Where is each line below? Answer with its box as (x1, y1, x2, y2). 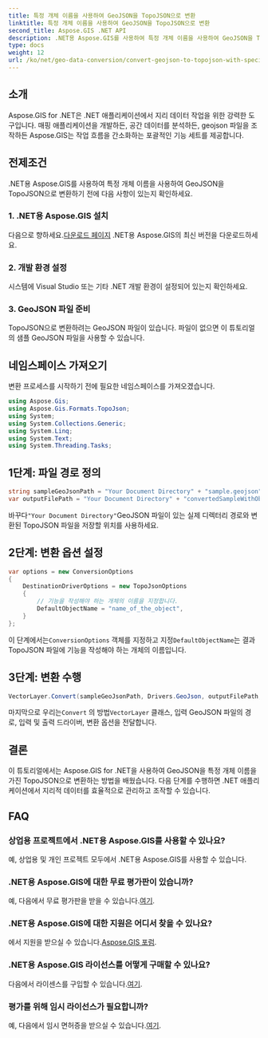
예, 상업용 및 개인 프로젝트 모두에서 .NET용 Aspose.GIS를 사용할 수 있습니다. (8, 854, 247, 864)
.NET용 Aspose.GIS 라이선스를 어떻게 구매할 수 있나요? (8, 959, 211, 970)
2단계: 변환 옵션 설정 (8, 546, 104, 559)
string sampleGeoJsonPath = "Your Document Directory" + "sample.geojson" (8, 487, 262, 495)
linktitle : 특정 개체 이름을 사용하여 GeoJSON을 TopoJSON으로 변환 (8, 19, 211, 27)
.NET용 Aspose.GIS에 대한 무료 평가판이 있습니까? (8, 876, 194, 887)
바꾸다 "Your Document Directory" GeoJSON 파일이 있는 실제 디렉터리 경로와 (8, 510, 250, 519)
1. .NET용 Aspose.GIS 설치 (8, 211, 109, 222)
